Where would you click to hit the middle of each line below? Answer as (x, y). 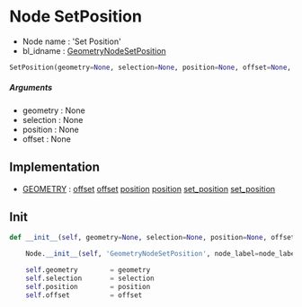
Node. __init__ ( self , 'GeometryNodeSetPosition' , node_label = (142, 254)
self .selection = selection (90, 279)
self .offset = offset (84, 295)
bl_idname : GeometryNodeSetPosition (94, 50)
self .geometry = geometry (88, 270)
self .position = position (88, 286)
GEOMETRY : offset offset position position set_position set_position (149, 189)
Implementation (55, 167)
